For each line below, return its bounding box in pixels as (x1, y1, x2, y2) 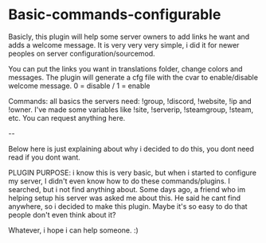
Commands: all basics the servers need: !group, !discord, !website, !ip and (8, 96, 252, 106)
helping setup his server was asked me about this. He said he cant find (8, 193, 241, 202)
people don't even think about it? (8, 210, 116, 219)
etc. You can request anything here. (8, 113, 126, 122)
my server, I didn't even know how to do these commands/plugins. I (8, 176, 231, 186)
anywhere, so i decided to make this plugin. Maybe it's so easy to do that (8, 201, 248, 211)
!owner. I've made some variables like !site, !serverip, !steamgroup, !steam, (8, 105, 254, 114)
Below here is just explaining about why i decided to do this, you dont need (8, 144, 255, 153)
